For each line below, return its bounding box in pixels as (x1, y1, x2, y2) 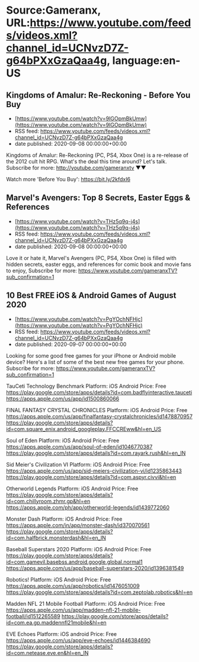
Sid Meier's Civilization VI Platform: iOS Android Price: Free (6, 461, 150, 468)
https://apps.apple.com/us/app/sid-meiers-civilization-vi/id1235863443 (6, 467, 182, 474)
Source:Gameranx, (6, 4, 101, 17)
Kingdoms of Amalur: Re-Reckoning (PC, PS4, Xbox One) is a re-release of (6, 152, 188, 159)
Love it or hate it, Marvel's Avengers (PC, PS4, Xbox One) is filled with (6, 254, 176, 261)
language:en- (112, 54, 181, 68)
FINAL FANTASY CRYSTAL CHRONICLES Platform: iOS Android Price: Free (6, 406, 188, 413)
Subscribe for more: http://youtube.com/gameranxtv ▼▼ (6, 164, 146, 171)
